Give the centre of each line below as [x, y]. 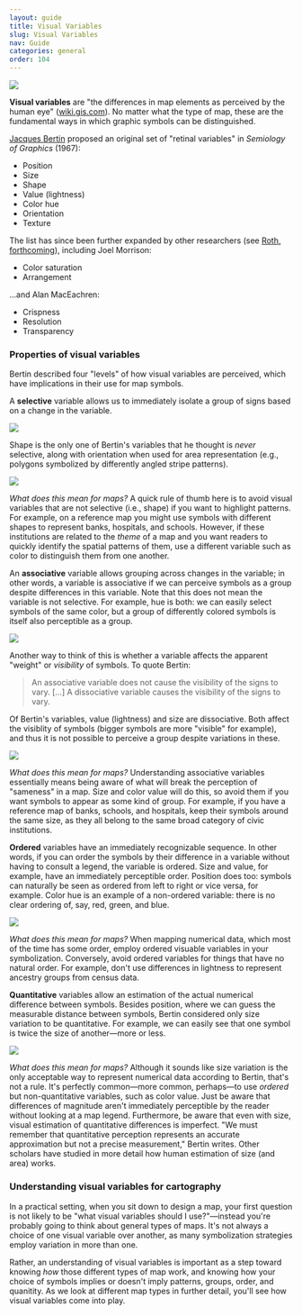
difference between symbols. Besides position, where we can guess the [142, 1004]
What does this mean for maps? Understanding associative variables [137, 773]
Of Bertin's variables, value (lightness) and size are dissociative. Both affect [149, 719]
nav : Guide [30, 43]
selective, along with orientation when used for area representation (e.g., [144, 455]
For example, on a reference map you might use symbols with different [140, 518]
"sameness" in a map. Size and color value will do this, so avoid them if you [149, 792]
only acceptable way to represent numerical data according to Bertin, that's [149, 1077]
